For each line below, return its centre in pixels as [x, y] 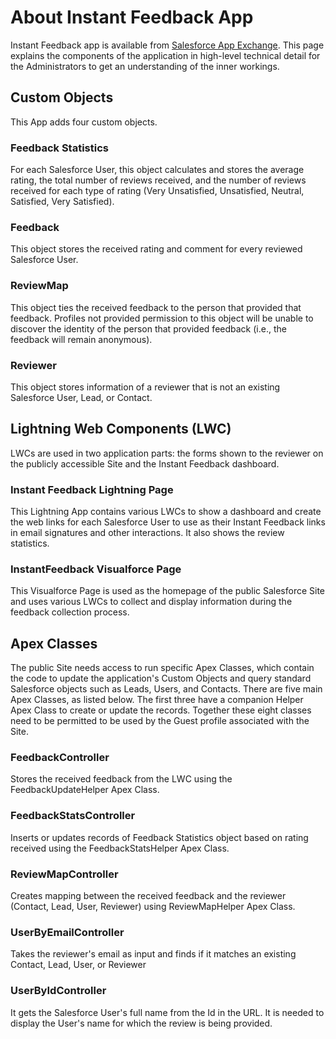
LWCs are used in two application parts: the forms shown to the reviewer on [167, 453]
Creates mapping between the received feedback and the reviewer [148, 896]
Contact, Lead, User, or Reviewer [78, 965]
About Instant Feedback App [132, 17]
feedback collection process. [70, 612]
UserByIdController [58, 991]
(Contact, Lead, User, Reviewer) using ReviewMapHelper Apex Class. [153, 907]
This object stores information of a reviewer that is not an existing [145, 387]
